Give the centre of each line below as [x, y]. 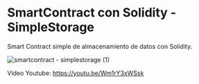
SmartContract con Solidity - [92, 13]
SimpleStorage [51, 27]
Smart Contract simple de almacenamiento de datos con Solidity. [100, 46]
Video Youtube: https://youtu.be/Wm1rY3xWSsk [76, 73]
